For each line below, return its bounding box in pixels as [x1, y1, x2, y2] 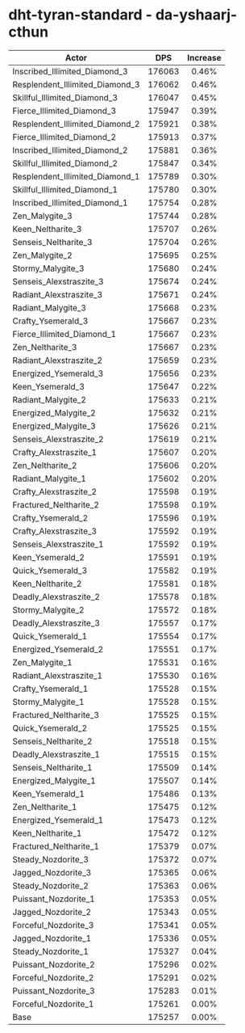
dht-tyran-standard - [8, 6, 153, 24]
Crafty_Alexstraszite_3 [12, 525, 98, 537]
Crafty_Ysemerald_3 [12, 315, 89, 327]
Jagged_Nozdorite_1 [12, 932, 92, 943]
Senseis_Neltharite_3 [12, 236, 93, 247]
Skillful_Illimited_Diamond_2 [12, 158, 118, 169]
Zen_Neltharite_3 [12, 341, 77, 352]
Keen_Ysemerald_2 [12, 551, 85, 563]
